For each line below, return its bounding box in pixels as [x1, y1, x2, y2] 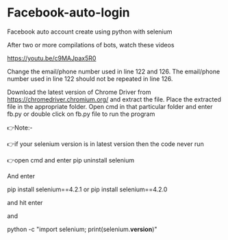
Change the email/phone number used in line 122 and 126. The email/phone [7, 67, 220, 75]
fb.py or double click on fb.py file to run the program [7, 110, 155, 118]
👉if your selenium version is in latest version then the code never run [7, 139, 204, 148]
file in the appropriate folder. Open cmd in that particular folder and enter [7, 102, 213, 110]
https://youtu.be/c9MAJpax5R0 [7, 53, 97, 62]
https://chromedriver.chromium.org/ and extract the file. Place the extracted [7, 95, 221, 104]
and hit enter [7, 198, 43, 206]
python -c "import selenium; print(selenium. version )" [7, 225, 157, 233]
